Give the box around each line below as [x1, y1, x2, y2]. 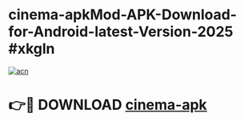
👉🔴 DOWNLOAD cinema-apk [8, 96, 208, 114]
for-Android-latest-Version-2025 [8, 22, 234, 41]
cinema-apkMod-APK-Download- [8, 6, 238, 24]
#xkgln [8, 40, 55, 58]
